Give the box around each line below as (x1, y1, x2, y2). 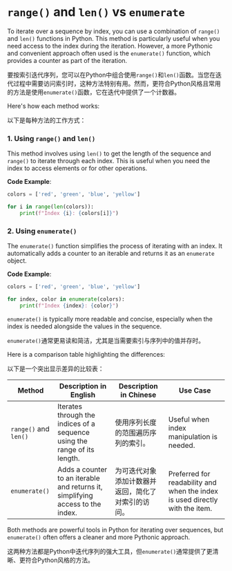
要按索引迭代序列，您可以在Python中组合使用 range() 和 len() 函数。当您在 (7, 71, 216, 79)
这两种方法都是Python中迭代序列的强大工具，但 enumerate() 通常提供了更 (7, 547, 213, 555)
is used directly (168, 495, 218, 505)
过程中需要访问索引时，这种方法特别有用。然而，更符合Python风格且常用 (12, 79, 221, 87)
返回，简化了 (115, 487, 157, 496)
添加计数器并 (115, 476, 157, 486)
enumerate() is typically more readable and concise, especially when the (7, 315, 213, 323)
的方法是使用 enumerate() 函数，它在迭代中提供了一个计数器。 (7, 88, 181, 96)
